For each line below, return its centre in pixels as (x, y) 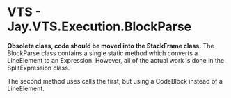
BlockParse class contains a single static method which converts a (103, 53)
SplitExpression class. (39, 68)
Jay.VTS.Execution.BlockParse (99, 27)
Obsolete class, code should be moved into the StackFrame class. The (111, 46)
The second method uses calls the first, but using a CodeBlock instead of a (115, 81)
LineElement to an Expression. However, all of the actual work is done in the (116, 60)
